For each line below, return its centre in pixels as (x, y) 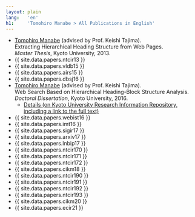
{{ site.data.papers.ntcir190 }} (51, 176)
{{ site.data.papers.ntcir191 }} (51, 182)
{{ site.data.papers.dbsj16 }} (50, 79)
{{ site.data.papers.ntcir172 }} (51, 163)
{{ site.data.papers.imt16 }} (48, 124)
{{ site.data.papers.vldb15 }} (49, 66)
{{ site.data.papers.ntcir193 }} (51, 195)
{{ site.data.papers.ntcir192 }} (51, 189)
